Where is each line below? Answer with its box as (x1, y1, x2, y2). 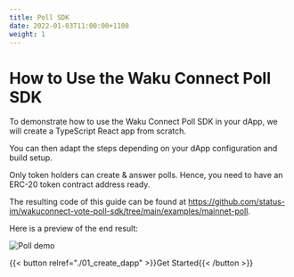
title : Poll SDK (9, 12, 69, 22)
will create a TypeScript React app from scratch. (9, 126, 187, 136)
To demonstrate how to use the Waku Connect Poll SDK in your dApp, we (9, 117, 278, 127)
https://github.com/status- (188, 197, 285, 208)
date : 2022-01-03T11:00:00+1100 (9, 21, 129, 30)
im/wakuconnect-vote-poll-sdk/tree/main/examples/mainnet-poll (9, 206, 249, 216)
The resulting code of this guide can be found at (9, 197, 187, 208)
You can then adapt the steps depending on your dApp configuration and (9, 143, 278, 154)
